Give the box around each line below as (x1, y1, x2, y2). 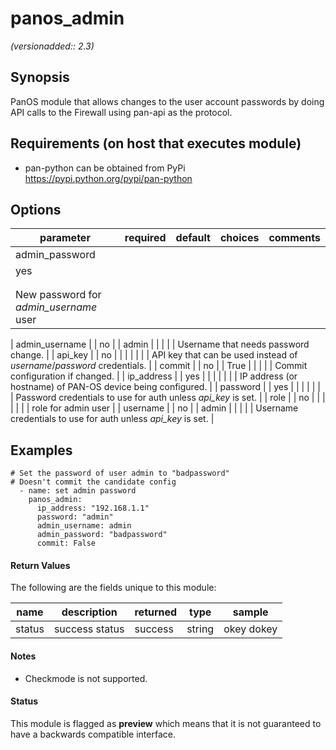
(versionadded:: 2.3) (10, 40, 95, 52)
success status (53, 622, 125, 636)
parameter (39, 231, 91, 245)
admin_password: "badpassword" (36, 530, 168, 540)
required (124, 231, 167, 245)
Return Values (10, 559, 71, 571)
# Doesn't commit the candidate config (10, 477, 177, 487)
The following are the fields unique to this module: (10, 582, 217, 594)
